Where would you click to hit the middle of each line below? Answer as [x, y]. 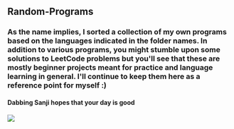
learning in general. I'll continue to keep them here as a [104, 76]
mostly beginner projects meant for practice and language [110, 68]
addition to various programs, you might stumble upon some [114, 50]
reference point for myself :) [57, 86]
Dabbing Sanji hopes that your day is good [71, 102]
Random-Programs [50, 12]
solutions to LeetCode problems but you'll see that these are [114, 58]
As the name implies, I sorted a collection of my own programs [117, 32]
